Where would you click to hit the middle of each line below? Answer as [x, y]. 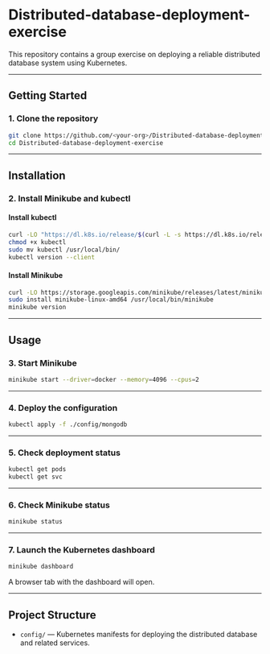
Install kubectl [33, 217]
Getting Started [48, 95]
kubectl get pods [37, 470]
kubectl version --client [51, 257]
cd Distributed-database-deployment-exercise [86, 143]
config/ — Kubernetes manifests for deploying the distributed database [139, 635]
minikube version [37, 308]
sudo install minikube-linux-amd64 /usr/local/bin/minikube [111, 300]
